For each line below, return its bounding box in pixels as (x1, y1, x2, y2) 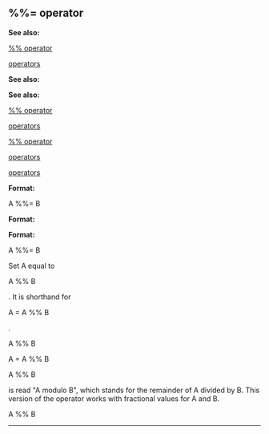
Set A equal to (8, 261, 55, 270)
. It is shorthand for (8, 292, 71, 302)
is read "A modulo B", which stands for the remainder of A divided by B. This (8, 385, 260, 395)
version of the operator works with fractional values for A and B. (8, 393, 220, 404)
